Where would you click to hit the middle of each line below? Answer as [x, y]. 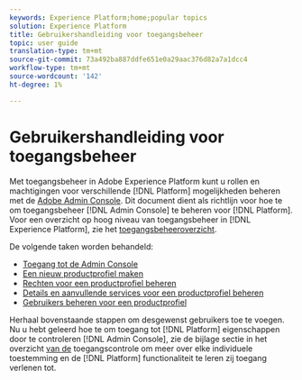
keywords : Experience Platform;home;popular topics [108, 18]
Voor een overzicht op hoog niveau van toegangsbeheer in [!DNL [130, 219]
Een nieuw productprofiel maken [83, 273]
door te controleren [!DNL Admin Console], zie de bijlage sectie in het [138, 339]
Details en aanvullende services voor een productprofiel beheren [143, 293]
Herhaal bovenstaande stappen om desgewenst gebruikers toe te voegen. [147, 320]
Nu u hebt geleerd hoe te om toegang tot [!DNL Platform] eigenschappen [145, 329]
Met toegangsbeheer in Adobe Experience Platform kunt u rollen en [134, 181]
